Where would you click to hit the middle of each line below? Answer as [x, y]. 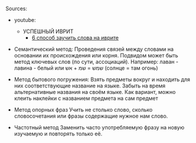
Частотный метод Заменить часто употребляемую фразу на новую [99, 127]
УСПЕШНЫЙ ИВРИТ [48, 31]
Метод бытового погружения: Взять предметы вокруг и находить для [102, 79]
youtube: [25, 20]
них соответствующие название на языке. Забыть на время [90, 86]
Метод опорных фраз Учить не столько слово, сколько [83, 110]
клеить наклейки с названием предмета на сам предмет [86, 98]
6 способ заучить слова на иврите [75, 38]
